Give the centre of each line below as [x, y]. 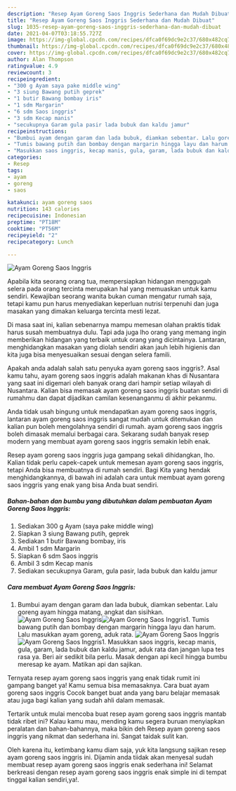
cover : [17, 53]
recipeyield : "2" [33, 235]
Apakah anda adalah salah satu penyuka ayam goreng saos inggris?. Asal [113, 368]
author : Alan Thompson [40, 60]
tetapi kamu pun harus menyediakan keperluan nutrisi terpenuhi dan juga [113, 304]
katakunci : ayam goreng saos [50, 203]
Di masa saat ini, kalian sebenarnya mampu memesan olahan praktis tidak [114, 325]
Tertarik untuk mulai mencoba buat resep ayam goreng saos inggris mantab [117, 714]
